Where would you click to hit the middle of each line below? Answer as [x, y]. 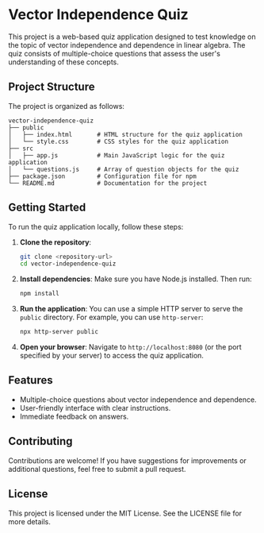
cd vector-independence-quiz [68, 264]
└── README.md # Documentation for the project [108, 183]
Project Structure [52, 87]
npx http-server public [59, 332]
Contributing [40, 441]
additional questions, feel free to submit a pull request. [97, 469]
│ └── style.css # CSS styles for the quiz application [118, 141]
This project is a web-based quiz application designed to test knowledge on [132, 37]
